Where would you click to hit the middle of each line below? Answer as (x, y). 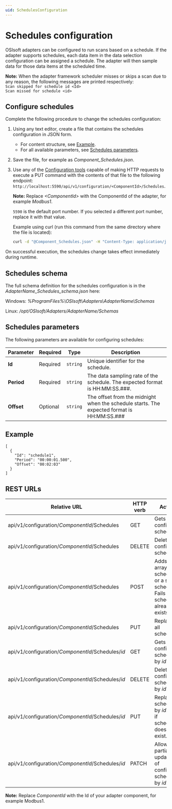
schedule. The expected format (125, 382)
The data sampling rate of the (123, 376)
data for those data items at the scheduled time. (56, 66)
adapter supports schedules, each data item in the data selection (74, 55)
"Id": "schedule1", (35, 455)
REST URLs (23, 489)
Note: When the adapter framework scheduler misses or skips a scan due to (86, 76)
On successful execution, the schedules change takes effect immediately (82, 252)
